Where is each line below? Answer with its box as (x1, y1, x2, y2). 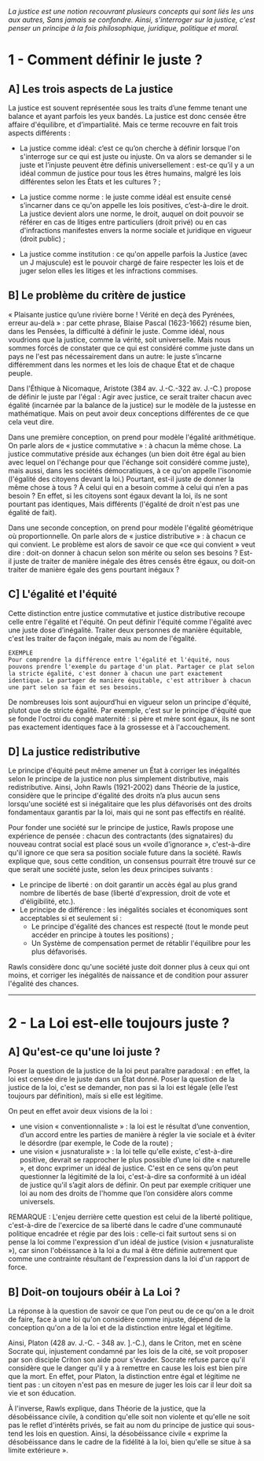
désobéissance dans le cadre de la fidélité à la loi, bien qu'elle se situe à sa (8, 1437, 251, 1447)
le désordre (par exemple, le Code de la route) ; (19, 1138, 174, 1148)
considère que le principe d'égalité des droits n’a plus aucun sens (8, 791, 221, 800)
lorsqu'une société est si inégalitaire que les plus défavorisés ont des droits (8, 799, 252, 809)
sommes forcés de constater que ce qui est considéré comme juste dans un (8, 343, 255, 353)
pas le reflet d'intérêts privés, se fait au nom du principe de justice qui (8, 1421, 235, 1430)
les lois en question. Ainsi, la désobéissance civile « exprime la (24, 1429, 228, 1438)
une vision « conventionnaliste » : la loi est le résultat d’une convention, (19, 1122, 251, 1131)
